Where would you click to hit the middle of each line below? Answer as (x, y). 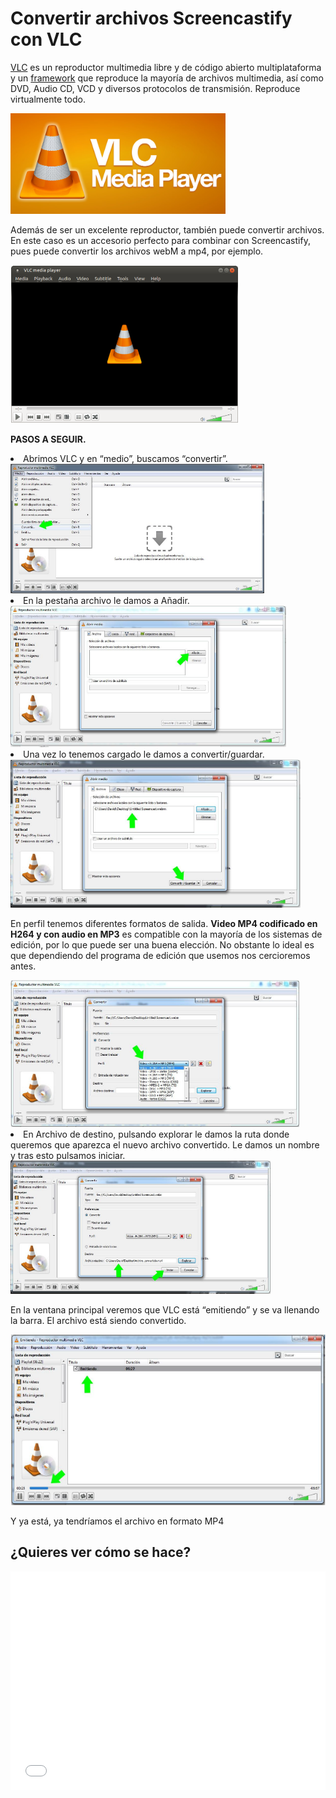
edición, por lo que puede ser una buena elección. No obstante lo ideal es (162, 944)
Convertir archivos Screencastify (151, 18)
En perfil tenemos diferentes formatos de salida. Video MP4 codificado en (164, 923)
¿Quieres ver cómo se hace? (101, 1552)
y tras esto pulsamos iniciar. (68, 1155)
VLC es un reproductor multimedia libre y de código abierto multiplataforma (166, 67)
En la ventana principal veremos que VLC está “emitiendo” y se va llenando (165, 1309)
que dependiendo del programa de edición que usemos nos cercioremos (160, 955)
